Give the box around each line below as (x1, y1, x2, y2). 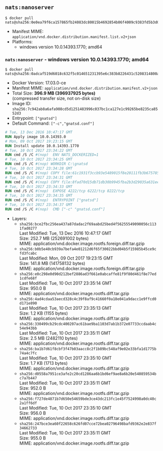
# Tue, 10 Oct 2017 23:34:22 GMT (5, 148, 73, 153)
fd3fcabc (19, 251, 37, 256)
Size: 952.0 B (19, 385, 46, 391)
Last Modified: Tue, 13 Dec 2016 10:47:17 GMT (19, 230, 112, 236)
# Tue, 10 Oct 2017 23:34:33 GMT (5, 184, 73, 189)
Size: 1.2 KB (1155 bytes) (19, 310, 68, 316)
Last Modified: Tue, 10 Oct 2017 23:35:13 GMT (19, 305, 112, 311)
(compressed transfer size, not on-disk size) (12, 95, 101, 101)
